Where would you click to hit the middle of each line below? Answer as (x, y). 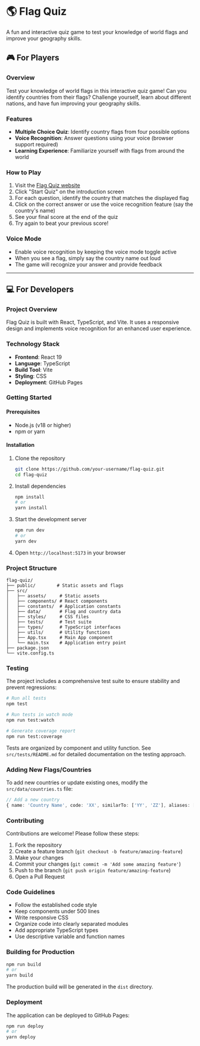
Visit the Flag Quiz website (47, 186)
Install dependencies (40, 486)
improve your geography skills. (44, 38)
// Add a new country (33, 800)
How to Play (24, 172)
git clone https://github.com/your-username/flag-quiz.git (90, 469)
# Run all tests (26, 699)
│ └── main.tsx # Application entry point (66, 643)
